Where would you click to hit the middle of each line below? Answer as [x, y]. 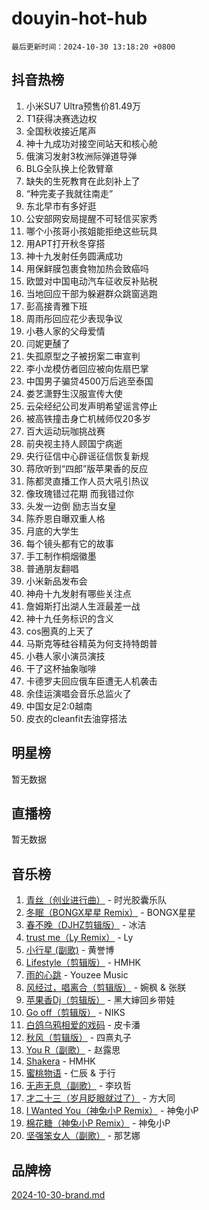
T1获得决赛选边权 [61, 118]
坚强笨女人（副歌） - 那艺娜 [83, 1136]
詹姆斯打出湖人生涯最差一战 [83, 606]
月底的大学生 [52, 531]
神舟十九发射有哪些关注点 [78, 593]
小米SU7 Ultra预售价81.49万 [83, 106]
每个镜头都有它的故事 [69, 543]
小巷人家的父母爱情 [65, 331]
